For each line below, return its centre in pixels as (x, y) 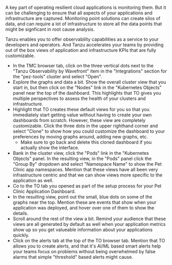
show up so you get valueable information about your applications (83, 229)
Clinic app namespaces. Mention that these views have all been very (85, 170)
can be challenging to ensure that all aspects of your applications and (79, 13)
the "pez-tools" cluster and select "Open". (58, 76)
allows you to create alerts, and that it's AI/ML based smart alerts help (87, 246)
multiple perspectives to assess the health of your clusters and (79, 98)
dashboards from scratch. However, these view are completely (79, 120)
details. (21, 213)
